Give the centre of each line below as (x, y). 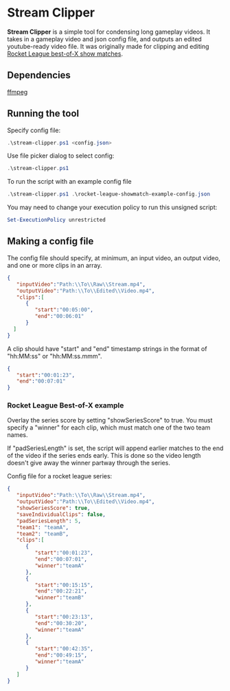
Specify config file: (34, 130)
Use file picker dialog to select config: (61, 156)
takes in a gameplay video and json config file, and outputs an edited (105, 39)
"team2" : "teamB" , (43, 534)
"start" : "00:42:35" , (64, 649)
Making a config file (50, 241)
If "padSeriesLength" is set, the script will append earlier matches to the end (115, 448)
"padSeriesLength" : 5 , (48, 521)
